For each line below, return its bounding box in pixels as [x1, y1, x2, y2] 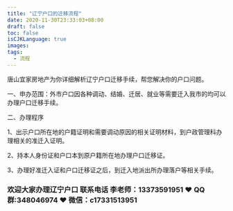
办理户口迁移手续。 [7, 98, 62, 107]
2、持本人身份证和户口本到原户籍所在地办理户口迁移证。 [7, 151, 169, 159]
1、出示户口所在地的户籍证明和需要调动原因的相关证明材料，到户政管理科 [7, 127, 216, 136]
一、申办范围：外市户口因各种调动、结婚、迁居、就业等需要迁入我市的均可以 [7, 89, 226, 98]
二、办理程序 [7, 113, 44, 121]
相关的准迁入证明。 [12, 136, 68, 145]
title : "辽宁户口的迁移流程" [7, 10, 82, 17]
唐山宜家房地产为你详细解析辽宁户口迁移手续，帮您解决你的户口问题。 [7, 75, 208, 83]
